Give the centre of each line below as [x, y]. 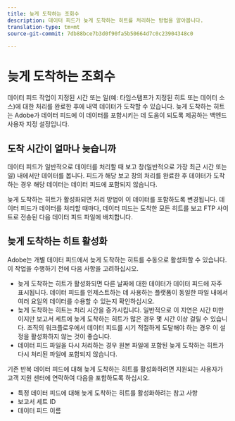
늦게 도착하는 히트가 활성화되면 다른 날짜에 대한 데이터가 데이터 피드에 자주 [120, 283]
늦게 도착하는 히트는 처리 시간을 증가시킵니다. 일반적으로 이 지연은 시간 [114, 310]
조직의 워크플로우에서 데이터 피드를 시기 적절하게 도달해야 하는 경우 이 [123, 327]
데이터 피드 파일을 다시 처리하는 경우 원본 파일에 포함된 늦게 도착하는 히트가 [121, 345]
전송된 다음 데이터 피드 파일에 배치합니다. [77, 217]
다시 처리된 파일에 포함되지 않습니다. [67, 354]
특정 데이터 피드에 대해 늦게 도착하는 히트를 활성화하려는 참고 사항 [108, 393]
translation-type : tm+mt [44, 27]
